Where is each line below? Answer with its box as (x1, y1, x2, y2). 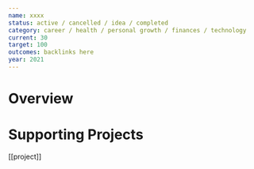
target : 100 (8, 41, 48, 49)
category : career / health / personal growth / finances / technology (8, 26, 247, 34)
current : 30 (8, 33, 48, 42)
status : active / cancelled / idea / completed (8, 19, 169, 27)
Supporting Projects (8, 126, 144, 144)
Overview (8, 90, 74, 107)
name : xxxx (8, 11, 44, 20)
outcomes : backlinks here (8, 48, 94, 56)
